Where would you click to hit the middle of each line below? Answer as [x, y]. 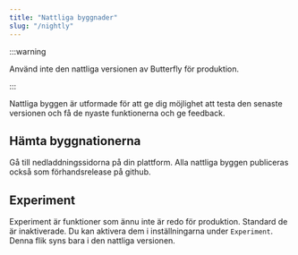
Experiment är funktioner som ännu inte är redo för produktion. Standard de [149, 222]
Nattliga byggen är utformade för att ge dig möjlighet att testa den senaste [146, 103]
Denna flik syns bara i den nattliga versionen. [93, 241]
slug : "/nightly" [42, 26]
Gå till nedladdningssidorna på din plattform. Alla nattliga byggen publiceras [149, 163]
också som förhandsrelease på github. [80, 172]
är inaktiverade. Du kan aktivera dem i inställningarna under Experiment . [141, 231]
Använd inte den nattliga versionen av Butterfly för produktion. [124, 69]
